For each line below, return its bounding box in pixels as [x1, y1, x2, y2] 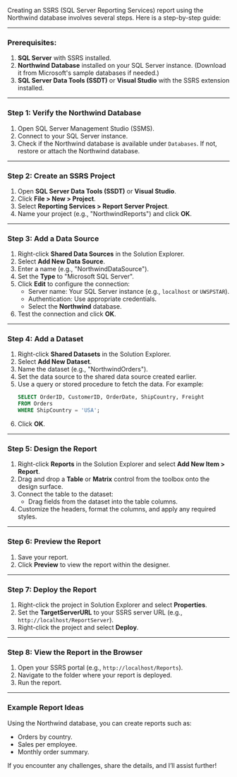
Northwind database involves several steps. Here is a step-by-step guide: [7, 13, 221, 22]
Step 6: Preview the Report [7, 537, 101, 547]
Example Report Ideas [7, 703, 85, 713]
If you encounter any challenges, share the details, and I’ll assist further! [7, 761, 217, 769]
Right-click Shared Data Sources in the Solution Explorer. [17, 250, 185, 259]
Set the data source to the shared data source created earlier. [17, 372, 197, 381]
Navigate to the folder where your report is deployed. [17, 671, 173, 680]
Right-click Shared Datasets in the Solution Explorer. [17, 350, 171, 359]
